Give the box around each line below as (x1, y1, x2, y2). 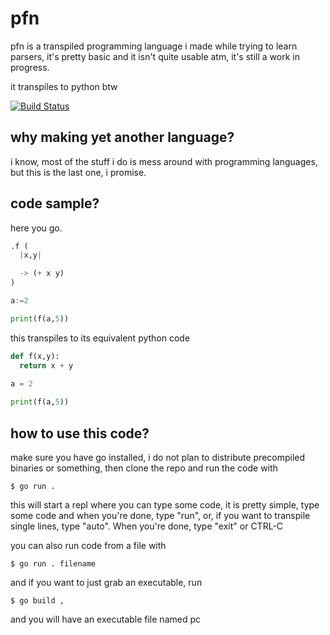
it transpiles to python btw (10, 80, 118, 92)
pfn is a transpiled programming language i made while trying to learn (10, 40, 298, 52)
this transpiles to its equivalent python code (10, 332, 191, 344)
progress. (10, 61, 50, 73)
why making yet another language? (10, 129, 235, 146)
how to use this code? (10, 425, 150, 442)
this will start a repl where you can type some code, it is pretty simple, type (10, 499, 320, 511)
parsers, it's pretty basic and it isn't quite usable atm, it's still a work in (10, 50, 300, 62)
